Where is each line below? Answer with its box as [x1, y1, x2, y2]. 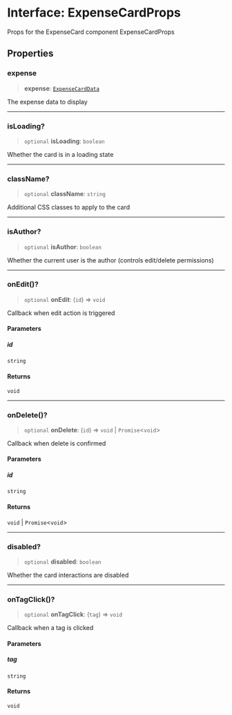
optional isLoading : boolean [23, 137, 105, 145]
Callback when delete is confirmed [7, 439, 106, 447]
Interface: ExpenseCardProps [7, 5, 181, 21]
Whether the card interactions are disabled [7, 571, 129, 579]
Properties [7, 48, 54, 59]
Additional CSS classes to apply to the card [7, 203, 130, 211]
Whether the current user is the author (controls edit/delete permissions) [7, 256, 214, 264]
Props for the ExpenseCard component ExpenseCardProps [7, 28, 175, 36]
